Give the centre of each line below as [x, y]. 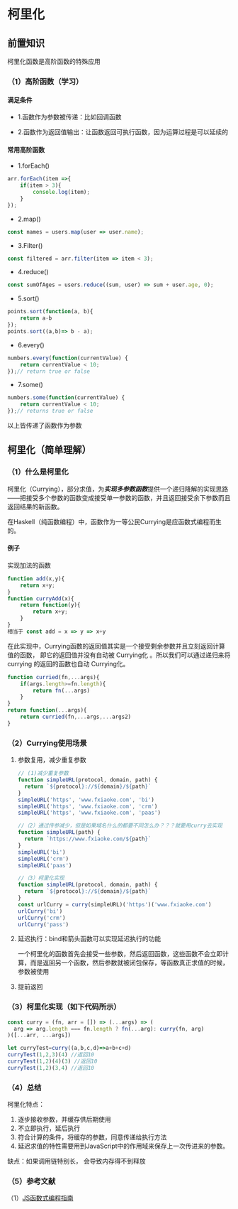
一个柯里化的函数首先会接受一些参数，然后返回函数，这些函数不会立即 [120, 954]
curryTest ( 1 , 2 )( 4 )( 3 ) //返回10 [52, 1062]
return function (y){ [50, 605]
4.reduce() [33, 272]
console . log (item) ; [62, 193]
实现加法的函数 [29, 565]
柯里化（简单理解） [49, 450]
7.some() [30, 385]
